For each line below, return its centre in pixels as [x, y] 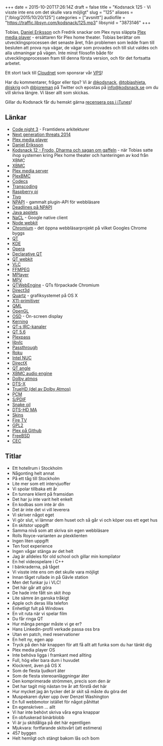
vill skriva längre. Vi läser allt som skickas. [47, 93]
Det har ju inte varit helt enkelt [42, 499]
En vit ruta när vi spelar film [39, 614]
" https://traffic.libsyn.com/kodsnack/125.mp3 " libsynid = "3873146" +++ [78, 22]
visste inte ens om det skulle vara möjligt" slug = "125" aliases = [69, 12]
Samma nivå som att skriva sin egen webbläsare [60, 530]
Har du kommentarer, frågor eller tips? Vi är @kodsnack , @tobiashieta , [76, 82]
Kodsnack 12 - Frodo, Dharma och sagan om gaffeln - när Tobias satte [82, 150]
